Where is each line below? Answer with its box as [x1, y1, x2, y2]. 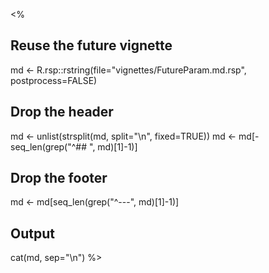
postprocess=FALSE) [10, 74, 98, 86]
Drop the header [10, 104, 114, 121]
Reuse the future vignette [10, 37, 173, 54]
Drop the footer [10, 170, 108, 187]
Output [10, 225, 55, 242]
